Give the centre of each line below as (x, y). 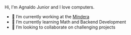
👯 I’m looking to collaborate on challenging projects (64, 27)
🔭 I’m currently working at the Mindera (50, 17)
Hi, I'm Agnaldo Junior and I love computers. (50, 7)
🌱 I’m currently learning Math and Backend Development (69, 22)
